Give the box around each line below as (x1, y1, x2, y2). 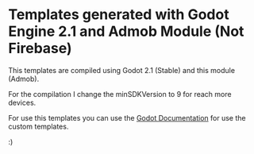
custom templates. (8, 121, 69, 131)
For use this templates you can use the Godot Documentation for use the (8, 113, 246, 122)
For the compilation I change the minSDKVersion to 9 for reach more (8, 89, 232, 98)
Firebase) (8, 40, 73, 57)
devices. (8, 98, 37, 107)
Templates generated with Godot (8, 6, 229, 24)
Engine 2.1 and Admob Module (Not (8, 22, 244, 40)
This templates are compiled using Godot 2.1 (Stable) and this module (8, 65, 236, 75)
